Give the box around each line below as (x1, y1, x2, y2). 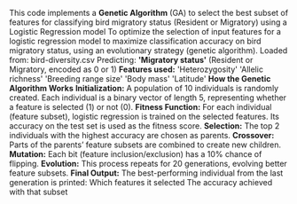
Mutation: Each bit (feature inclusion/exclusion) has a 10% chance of (9, 149, 262, 159)
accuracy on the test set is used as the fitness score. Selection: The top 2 (9, 121, 280, 131)
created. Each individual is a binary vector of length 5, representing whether (9, 92, 286, 103)
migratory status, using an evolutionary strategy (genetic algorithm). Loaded (9, 45, 288, 56)
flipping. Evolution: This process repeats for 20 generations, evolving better (9, 159, 288, 169)
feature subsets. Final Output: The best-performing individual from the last (9, 168, 284, 178)
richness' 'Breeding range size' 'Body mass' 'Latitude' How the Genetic (9, 74, 271, 83)
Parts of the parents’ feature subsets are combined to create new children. (9, 139, 282, 150)
